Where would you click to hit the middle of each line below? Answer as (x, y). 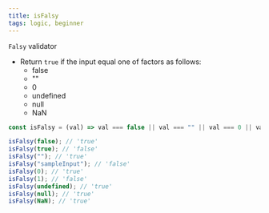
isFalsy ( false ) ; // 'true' (53, 142)
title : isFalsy (34, 16)
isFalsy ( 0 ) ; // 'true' (46, 171)
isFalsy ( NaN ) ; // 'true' (50, 201)
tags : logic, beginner (46, 23)
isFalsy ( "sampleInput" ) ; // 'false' (69, 164)
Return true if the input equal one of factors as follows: (110, 62)
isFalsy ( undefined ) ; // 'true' (60, 186)
